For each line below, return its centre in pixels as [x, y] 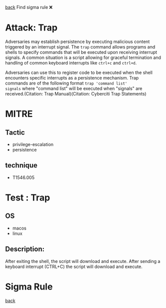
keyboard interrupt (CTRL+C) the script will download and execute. [74, 266]
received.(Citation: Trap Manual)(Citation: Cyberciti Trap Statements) [76, 93]
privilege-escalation [33, 144]
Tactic [15, 132]
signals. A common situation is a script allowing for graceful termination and [83, 57]
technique [21, 165]
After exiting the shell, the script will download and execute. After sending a [83, 261]
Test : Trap [28, 197]
